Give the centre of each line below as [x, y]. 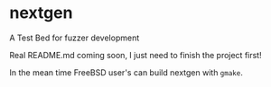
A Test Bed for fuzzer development [75, 38]
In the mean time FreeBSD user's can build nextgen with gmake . [126, 72]
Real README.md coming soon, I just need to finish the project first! [135, 55]
